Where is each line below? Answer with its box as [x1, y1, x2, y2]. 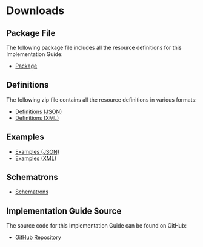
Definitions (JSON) [15, 108, 62, 115]
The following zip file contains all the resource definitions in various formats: [6, 96, 197, 103]
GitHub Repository [15, 234, 62, 241]
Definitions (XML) [15, 114, 59, 122]
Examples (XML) [15, 155, 56, 162]
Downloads [6, 4, 65, 18]
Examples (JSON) [15, 148, 59, 155]
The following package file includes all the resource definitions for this [6, 44, 182, 51]
